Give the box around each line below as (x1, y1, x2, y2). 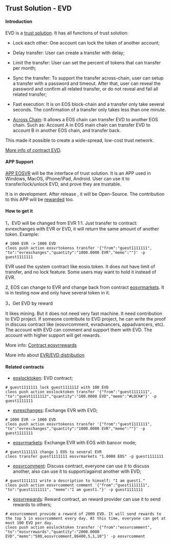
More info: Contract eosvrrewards (5, 342, 77, 348)
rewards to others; (12, 502, 52, 508)
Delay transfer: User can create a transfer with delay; (12, 50, 125, 56)
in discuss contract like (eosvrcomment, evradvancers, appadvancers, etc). (5, 322, 165, 327)
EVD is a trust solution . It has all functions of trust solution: (5, 30, 129, 36)
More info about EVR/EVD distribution (5, 352, 85, 358)
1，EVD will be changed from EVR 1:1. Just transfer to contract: (5, 220, 138, 226)
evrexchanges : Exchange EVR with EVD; (12, 407, 98, 414)
